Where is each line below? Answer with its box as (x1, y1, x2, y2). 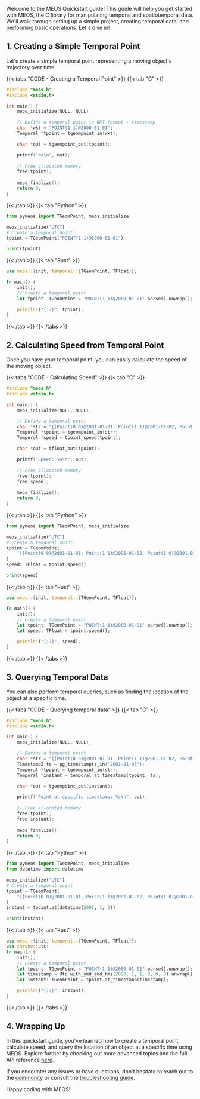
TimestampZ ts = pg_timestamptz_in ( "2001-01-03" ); (17, 761, 145, 767)
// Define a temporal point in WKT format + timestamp (17, 119, 156, 125)
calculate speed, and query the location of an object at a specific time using (6, 1043, 192, 1051)
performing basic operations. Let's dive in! (6, 24, 110, 31)
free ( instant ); (17, 816, 55, 822)
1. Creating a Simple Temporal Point (6, 41, 140, 51)
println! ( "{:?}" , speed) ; (17, 638, 82, 644)
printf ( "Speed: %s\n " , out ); (17, 456, 89, 462)
